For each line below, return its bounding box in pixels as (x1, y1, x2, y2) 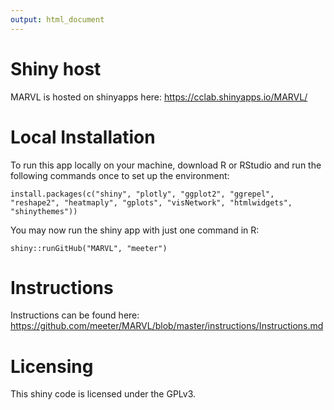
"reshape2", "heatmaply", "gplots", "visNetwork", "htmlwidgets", (10, 197, 293, 208)
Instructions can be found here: (10, 309, 140, 321)
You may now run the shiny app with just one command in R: (10, 224, 260, 236)
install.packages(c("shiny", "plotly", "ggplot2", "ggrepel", (10, 189, 275, 199)
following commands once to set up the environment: (10, 169, 230, 181)
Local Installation (10, 126, 156, 148)
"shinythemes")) (10, 206, 78, 216)
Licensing (10, 355, 94, 378)
